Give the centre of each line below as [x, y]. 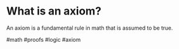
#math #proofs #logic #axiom [44, 39]
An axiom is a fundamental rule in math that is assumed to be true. [89, 28]
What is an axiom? [54, 11]
